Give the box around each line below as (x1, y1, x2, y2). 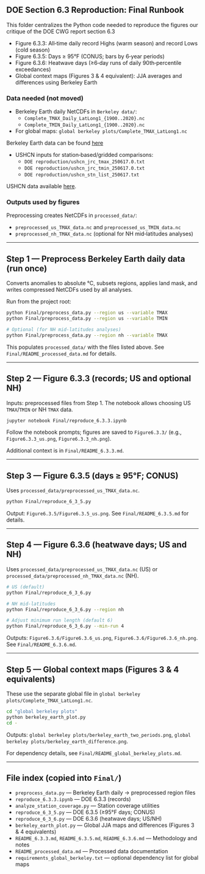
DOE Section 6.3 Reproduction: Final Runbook (6, 5, 184, 15)
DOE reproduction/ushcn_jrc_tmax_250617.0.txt (24, 159, 145, 165)
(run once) (6, 263, 48, 273)
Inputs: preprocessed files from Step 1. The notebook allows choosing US (6, 399, 191, 406)
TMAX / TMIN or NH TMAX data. (6, 406, 73, 413)
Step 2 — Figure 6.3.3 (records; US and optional (6, 373, 191, 384)
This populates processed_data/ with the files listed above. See (6, 343, 165, 351)
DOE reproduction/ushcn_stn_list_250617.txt (24, 172, 140, 178)
